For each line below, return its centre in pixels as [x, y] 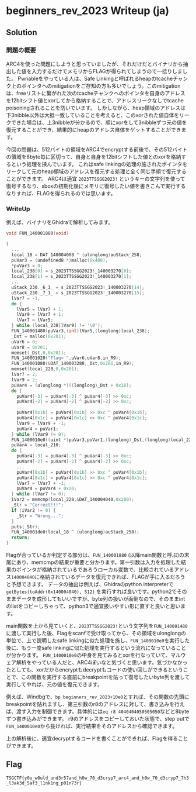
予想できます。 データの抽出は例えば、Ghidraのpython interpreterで [92, 584]
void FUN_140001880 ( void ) [37, 233]
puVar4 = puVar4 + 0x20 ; [47, 489]
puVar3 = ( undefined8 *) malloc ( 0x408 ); [60, 260]
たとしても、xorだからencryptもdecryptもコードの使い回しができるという [95, 670]
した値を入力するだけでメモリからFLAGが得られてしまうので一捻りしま [97, 71]
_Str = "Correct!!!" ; [38, 505]
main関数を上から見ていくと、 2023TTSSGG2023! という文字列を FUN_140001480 [97, 626]
